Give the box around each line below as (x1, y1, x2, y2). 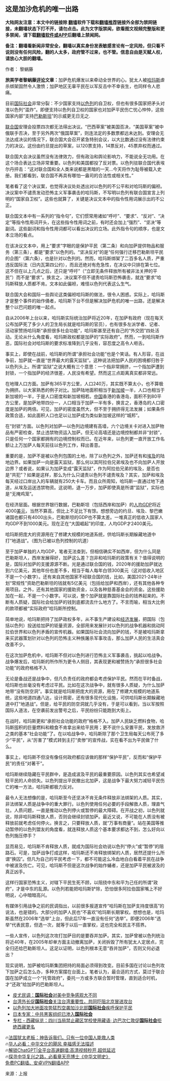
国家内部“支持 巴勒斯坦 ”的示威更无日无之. (5, 113, 91, 119)
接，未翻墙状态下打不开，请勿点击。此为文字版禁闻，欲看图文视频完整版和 (5, 25, 160, 31)
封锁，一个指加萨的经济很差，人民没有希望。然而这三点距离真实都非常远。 (5, 370, 160, 376)
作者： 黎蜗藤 (5, 66, 33, 72)
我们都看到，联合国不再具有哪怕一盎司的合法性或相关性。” (14, 172, 134, 178)
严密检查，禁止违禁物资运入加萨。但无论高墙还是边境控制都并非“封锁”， (14, 429, 164, 435)
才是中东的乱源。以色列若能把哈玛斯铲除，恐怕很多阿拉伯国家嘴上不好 (16, 886, 163, 892)
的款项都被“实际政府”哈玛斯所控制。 (5, 605, 80, 611)
